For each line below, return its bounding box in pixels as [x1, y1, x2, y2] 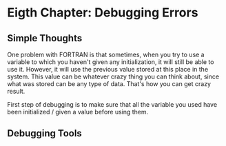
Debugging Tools [7, 127, 83, 139]
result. [7, 87, 25, 95]
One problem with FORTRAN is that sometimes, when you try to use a [7, 50, 205, 59]
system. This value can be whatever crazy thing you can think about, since [7, 72, 219, 81]
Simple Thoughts [7, 32, 83, 44]
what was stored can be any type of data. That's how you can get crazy [7, 80, 212, 87]
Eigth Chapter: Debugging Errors [7, 5, 198, 21]
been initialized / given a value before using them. [7, 108, 149, 116]
